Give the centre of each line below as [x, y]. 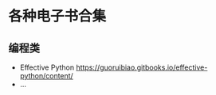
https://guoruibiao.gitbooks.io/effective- [141, 67]
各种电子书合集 [57, 16]
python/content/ [46, 76]
